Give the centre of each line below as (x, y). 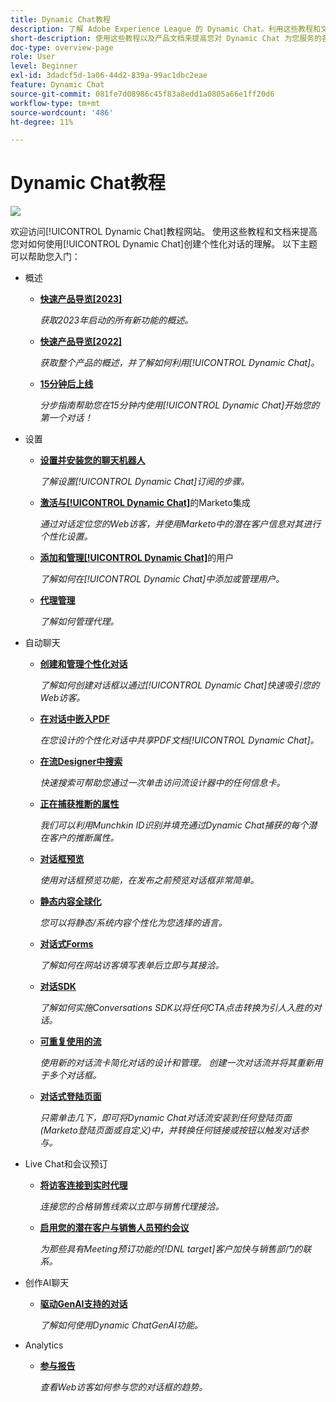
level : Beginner (44, 66)
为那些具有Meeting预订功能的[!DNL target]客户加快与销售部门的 (171, 1249)
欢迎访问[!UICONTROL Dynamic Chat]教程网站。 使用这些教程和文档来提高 (164, 232)
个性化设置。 (66, 537)
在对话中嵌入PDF (74, 719)
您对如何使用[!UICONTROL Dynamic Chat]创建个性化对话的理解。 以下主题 (164, 244)
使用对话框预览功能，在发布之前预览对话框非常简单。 (149, 880)
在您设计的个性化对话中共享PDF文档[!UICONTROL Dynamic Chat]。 (179, 740)
